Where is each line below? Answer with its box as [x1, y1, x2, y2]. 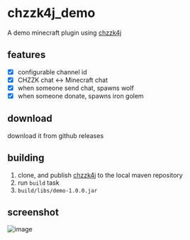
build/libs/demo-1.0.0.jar [17, 187, 98, 194]
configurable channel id [17, 67, 87, 76]
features [7, 49, 46, 61]
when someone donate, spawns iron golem [17, 91, 144, 100]
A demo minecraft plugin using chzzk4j [7, 28, 122, 37]
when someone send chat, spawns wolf [17, 84, 135, 92]
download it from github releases [7, 131, 104, 139]
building [7, 152, 45, 164]
